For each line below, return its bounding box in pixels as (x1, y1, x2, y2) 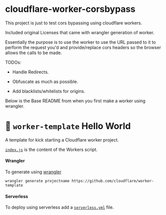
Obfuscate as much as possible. (12, 78, 78, 84)
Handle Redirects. (12, 69, 49, 75)
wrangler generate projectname (5, 179, 70, 184)
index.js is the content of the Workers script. (5, 146, 98, 152)
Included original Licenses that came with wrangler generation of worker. (5, 29, 155, 35)
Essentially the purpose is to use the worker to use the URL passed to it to (5, 39, 156, 45)
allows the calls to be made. (5, 50, 62, 56)
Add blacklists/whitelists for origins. (12, 88, 86, 94)
